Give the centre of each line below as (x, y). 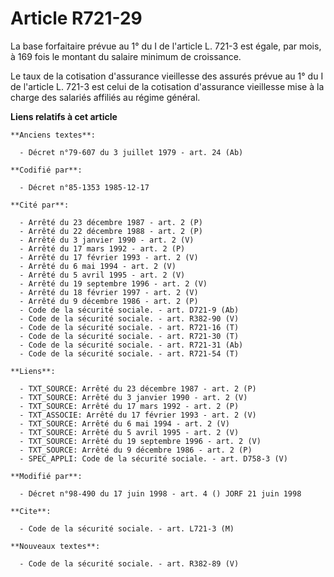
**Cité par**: (40, 205)
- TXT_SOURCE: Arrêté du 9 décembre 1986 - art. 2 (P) (136, 450)
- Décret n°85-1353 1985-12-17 (84, 187)
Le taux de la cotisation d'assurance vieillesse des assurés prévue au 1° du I (167, 76)
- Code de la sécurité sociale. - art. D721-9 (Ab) (129, 310)
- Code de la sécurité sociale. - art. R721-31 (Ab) (131, 345)
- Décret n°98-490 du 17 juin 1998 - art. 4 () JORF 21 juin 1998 (160, 493)
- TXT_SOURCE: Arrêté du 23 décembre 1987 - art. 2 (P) (138, 388)
